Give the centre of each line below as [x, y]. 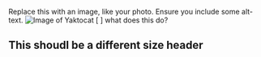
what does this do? [137, 20]
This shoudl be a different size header [106, 45]
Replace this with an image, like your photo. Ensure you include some [124, 12]
